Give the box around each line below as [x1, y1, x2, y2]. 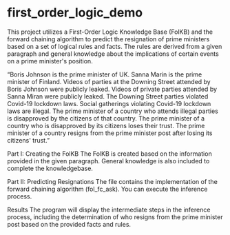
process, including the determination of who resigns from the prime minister [7, 212, 223, 221]
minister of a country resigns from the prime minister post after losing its [7, 129, 213, 137]
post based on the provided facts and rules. [7, 220, 132, 228]
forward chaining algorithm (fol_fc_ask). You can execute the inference [7, 185, 208, 193]
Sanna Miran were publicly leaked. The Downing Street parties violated [7, 92, 209, 101]
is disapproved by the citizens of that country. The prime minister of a [7, 114, 205, 122]
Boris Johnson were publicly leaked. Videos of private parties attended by [7, 85, 218, 93]
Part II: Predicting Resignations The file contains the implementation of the [7, 177, 218, 185]
